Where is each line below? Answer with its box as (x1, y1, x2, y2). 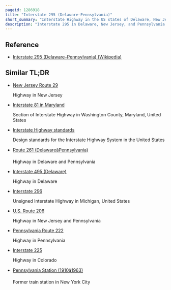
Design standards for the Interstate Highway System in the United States (12, 137, 165, 143)
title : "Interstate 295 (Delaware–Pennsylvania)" (5, 12, 113, 17)
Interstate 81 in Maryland (12, 102, 65, 108)
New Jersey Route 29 (12, 82, 59, 88)
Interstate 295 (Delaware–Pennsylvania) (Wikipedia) (12, 54, 122, 60)
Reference (5, 40, 39, 49)
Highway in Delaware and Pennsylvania (12, 158, 96, 165)
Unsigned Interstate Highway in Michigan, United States (12, 198, 130, 204)
